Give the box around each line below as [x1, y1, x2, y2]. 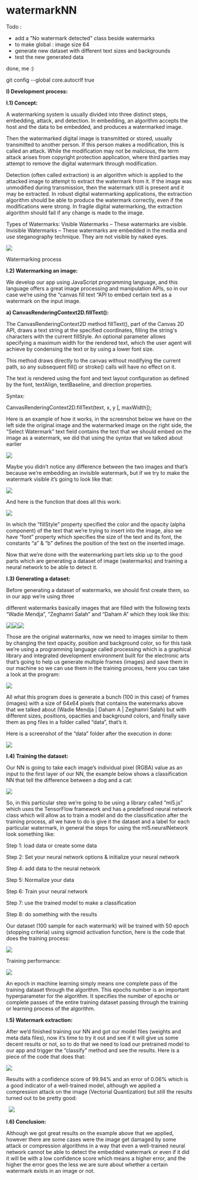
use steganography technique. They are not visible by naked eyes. [6, 233, 168, 240]
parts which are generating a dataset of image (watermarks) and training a [6, 557, 188, 564]
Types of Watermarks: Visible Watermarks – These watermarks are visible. [6, 220, 187, 228]
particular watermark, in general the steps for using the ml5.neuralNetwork [6, 824, 188, 831]
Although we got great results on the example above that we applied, [6, 1129, 174, 1136]
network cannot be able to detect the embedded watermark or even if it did [6, 1148, 190, 1155]
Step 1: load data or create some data [6, 842, 98, 849]
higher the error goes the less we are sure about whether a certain [6, 1160, 168, 1168]
